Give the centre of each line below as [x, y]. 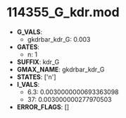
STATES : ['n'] [37, 77]
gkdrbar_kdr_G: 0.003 [59, 39]
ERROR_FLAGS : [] [43, 107]
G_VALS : [30, 32]
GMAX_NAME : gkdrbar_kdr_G [61, 69]
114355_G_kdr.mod [63, 12]
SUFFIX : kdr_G [38, 61]
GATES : [28, 47]
